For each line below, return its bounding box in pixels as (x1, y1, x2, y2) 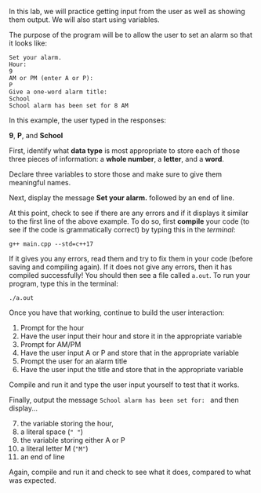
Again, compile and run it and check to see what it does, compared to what (9, 467, 252, 477)
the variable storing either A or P (20, 436, 125, 444)
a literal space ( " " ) (20, 427, 84, 436)
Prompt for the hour (20, 323, 85, 332)
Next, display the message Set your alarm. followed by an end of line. (9, 193, 234, 203)
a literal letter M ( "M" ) (20, 444, 89, 453)
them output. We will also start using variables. (9, 15, 160, 24)
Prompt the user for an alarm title (20, 356, 128, 366)
